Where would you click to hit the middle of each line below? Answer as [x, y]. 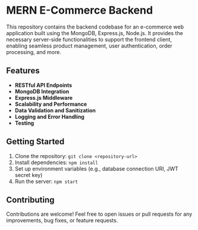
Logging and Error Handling [50, 116]
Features [23, 71]
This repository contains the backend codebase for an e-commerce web [95, 27]
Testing [24, 123]
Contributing [30, 200]
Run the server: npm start [46, 181]
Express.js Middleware [44, 97]
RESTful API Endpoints [43, 85]
